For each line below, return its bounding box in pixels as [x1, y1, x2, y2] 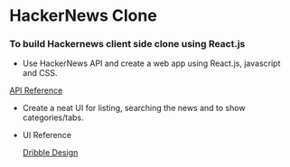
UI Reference [22, 130, 72, 141]
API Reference [9, 85, 63, 96]
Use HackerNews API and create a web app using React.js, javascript [22, 58, 281, 69]
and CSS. [22, 68, 58, 79]
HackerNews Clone [9, 5, 158, 26]
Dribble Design [22, 147, 79, 158]
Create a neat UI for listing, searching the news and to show [22, 103, 246, 114]
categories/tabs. [22, 112, 84, 123]
